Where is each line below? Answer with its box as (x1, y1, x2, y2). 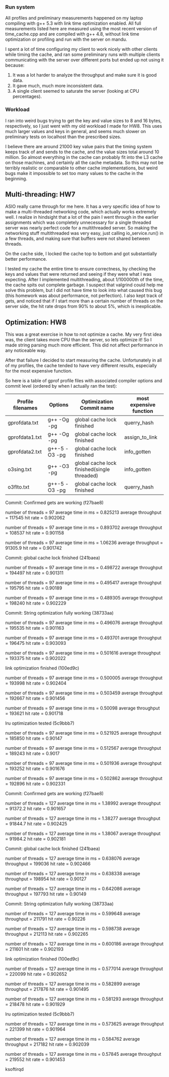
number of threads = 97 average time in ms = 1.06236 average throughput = (5, 540, 163, 546)
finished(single (74, 466, 110, 473)
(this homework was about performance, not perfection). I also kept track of (5, 292, 163, 298)
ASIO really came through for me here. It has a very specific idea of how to (5, 203, 160, 210)
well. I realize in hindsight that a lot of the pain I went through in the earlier (5, 214, 159, 220)
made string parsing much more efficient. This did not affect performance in (5, 342, 163, 348)
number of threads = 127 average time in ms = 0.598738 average (5, 926, 140, 932)
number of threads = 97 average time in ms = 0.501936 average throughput (5, 760, 162, 766)
